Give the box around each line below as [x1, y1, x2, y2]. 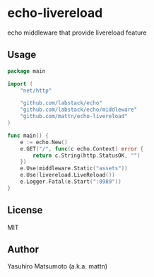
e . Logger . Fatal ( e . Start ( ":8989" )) [20, 178, 122, 185]
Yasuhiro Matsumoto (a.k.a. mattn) [7, 262, 108, 271]
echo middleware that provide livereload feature [7, 28, 147, 37]
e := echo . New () [20, 138, 69, 146]
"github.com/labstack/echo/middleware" [20, 106, 138, 114]
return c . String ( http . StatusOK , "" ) [32, 152, 141, 159]
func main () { [7, 132, 49, 139]
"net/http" [20, 87, 52, 94]
